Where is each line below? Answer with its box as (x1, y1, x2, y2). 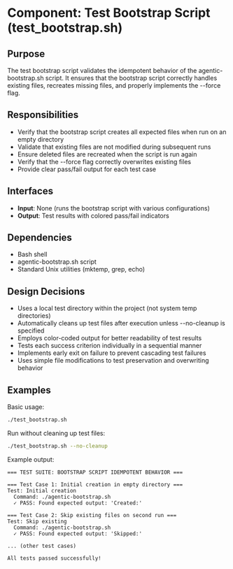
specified (17, 326, 45, 335)
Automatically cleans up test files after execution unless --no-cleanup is (17, 319, 225, 328)
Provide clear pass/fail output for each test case (17, 165, 156, 173)
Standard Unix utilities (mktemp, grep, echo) (17, 265, 146, 274)
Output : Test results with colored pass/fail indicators (17, 211, 169, 220)
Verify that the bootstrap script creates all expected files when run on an (17, 128, 227, 136)
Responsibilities (7, 109, 79, 121)
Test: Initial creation (7, 487, 77, 494)
